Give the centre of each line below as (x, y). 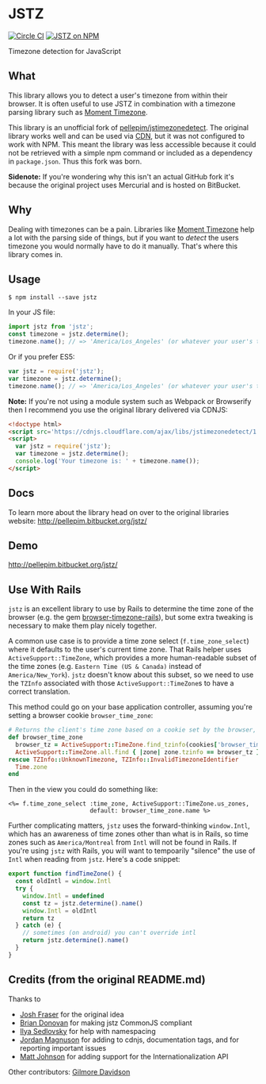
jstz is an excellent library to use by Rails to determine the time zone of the (131, 609)
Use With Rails (45, 589)
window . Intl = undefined (63, 896)
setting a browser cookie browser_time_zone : (81, 716)
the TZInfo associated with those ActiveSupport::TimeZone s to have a (121, 683)
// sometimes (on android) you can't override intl (109, 933)
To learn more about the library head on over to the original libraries (119, 512)
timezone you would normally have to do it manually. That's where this (123, 246)
